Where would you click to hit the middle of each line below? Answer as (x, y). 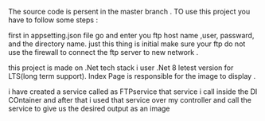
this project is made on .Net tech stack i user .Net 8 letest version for (121, 68)
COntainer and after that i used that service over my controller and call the (130, 100)
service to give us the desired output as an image (89, 108)
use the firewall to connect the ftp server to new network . (103, 52)
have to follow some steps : (53, 20)
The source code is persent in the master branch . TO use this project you (129, 12)
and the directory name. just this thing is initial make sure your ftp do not (127, 44)
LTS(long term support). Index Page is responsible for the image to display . (132, 76)
